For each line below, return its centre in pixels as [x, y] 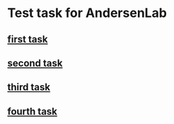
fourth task [33, 111]
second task [35, 63]
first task [28, 39]
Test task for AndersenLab [87, 13]
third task [29, 88]
